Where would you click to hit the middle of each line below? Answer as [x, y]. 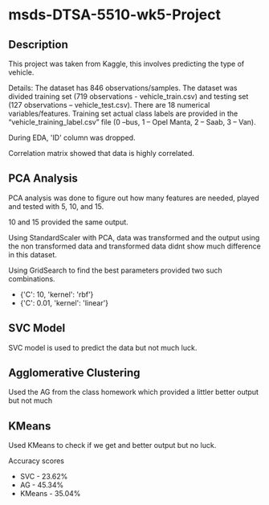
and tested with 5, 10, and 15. [56, 206]
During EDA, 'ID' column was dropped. [72, 138]
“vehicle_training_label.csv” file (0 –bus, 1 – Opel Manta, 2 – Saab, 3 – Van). [132, 122]
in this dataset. [33, 254]
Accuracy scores [36, 461]
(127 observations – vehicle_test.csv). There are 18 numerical [109, 105]
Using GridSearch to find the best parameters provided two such [115, 270]
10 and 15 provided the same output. [68, 222]
